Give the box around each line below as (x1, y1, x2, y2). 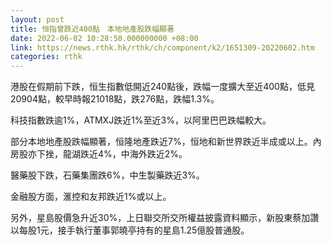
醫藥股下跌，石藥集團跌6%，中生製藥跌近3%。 (10, 169, 205, 181)
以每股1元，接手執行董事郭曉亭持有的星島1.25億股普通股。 (10, 224, 250, 236)
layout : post (10, 14, 65, 25)
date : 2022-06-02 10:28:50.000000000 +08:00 (10, 33, 199, 43)
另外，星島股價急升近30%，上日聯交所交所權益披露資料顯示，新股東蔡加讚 (10, 212, 320, 224)
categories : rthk (10, 52, 83, 62)
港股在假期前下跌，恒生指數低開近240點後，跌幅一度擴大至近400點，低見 (10, 81, 315, 93)
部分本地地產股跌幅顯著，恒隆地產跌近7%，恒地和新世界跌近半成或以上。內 (10, 136, 322, 148)
